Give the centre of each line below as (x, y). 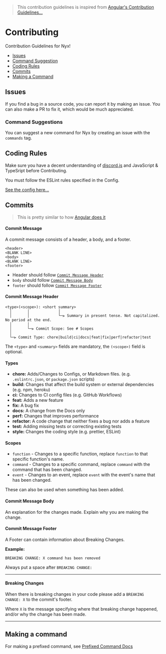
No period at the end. (28, 320)
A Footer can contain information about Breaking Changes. (65, 539)
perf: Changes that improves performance (55, 416)
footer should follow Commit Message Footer (57, 285)
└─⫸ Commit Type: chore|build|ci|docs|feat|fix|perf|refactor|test (81, 338)
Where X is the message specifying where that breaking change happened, (82, 609)
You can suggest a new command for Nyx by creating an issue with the (78, 133)
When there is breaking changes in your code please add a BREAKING (75, 594)
